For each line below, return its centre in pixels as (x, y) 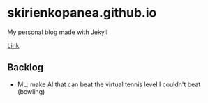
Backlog (25, 68)
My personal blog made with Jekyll (58, 32)
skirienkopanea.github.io (82, 13)
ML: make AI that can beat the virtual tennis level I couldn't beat (109, 84)
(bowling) (31, 91)
